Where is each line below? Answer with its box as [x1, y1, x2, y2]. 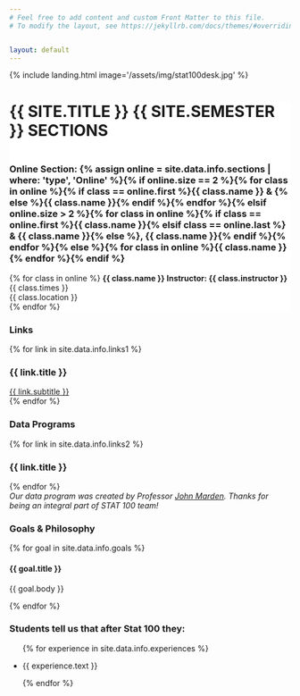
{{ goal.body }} [9, 583, 64, 594]
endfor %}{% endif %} [25, 252, 125, 264]
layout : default [9, 46, 70, 55]
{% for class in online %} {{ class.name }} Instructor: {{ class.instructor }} [9, 273, 288, 283]
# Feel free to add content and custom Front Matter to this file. [9, 13, 266, 22]
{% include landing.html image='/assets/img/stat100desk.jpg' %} [9, 70, 249, 80]
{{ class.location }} [9, 291, 79, 302]
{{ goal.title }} [9, 563, 62, 574]
